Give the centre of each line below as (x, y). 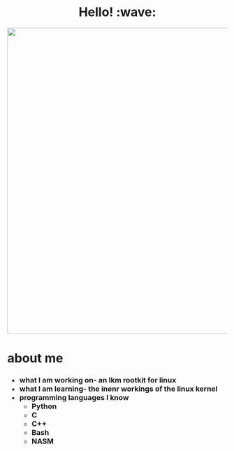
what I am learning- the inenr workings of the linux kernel (118, 389)
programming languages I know (74, 398)
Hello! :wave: (117, 12)
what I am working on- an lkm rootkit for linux (98, 380)
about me (35, 358)
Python (44, 406)
